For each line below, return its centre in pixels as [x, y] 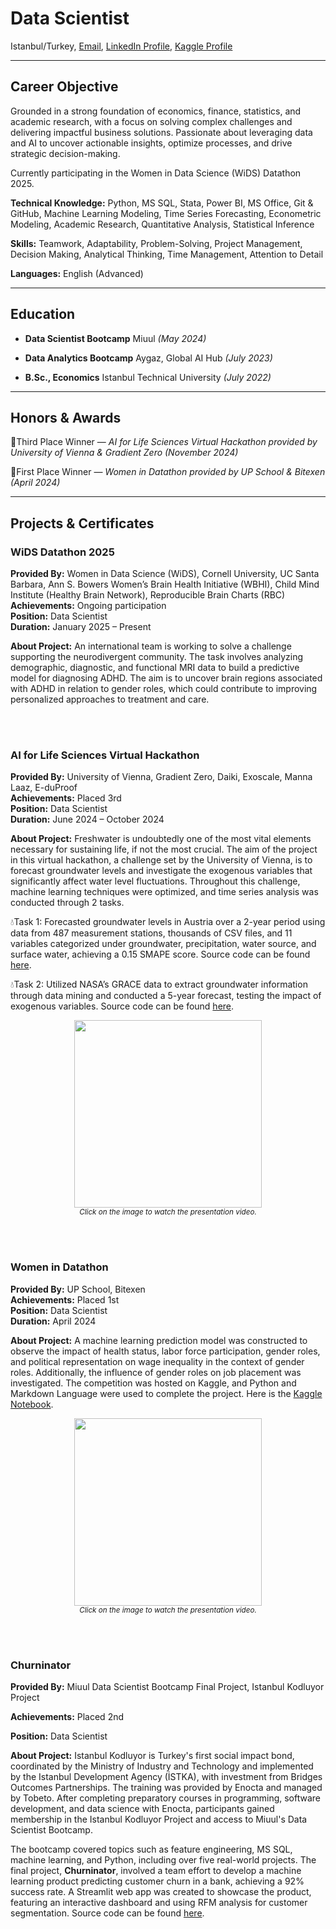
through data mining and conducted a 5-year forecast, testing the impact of [166, 996]
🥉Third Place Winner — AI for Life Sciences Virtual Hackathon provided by [164, 442]
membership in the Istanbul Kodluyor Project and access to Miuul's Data [159, 1819]
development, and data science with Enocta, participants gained [142, 1808]
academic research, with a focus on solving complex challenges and [151, 121]
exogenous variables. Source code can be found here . [122, 1006]
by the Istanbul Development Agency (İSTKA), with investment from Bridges [166, 1776]
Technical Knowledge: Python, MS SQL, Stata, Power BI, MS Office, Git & [162, 203]
